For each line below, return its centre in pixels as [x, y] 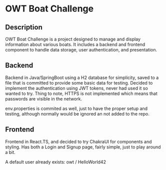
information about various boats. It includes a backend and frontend [75, 44]
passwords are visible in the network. [44, 98]
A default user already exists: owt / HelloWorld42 [56, 162]
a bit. [10, 152]
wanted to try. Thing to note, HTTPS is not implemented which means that [81, 93]
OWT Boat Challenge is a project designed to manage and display [73, 39]
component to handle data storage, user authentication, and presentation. [81, 50]
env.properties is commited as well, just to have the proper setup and [76, 108]
